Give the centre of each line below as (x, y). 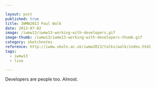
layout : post (19, 14)
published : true (22, 19)
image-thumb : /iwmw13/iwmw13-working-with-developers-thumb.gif (74, 37)
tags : (11, 51)
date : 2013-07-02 (23, 28)
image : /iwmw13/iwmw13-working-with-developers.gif (60, 33)
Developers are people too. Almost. (42, 79)
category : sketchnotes (29, 42)
